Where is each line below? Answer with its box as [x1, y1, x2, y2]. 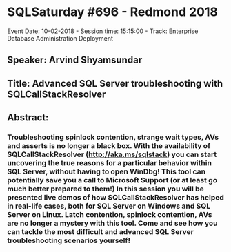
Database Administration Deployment [7, 34, 114, 42]
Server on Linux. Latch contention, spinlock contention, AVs [7, 210, 212, 220]
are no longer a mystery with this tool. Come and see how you [7, 218, 218, 228]
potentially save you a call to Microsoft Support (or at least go [7, 176, 218, 185]
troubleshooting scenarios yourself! [7, 235, 131, 245]
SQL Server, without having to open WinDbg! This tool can [7, 167, 205, 176]
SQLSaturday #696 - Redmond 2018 [7, 4, 219, 20]
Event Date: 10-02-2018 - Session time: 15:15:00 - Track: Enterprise [7, 27, 199, 35]
